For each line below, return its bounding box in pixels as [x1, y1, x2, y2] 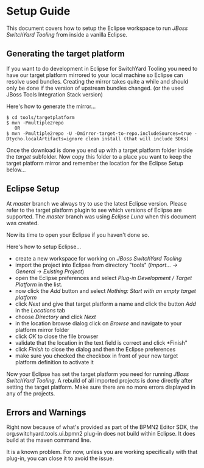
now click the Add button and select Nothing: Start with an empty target [15, 287, 196, 294]
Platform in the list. [15, 281, 63, 288]
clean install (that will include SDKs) [85, 135, 189, 142]
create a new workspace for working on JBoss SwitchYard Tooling [15, 254, 182, 262]
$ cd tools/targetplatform [6, 114, 75, 120]
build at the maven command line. [6, 436, 91, 444]
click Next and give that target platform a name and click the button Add [15, 300, 196, 308]
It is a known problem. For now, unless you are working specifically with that [6, 448, 198, 456]
